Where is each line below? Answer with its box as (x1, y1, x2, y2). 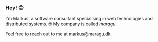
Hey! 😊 (5, 4, 24, 11)
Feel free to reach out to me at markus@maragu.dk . (5, 31, 112, 37)
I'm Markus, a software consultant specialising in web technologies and (5, 16, 153, 22)
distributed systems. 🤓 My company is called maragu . (5, 21, 117, 27)
